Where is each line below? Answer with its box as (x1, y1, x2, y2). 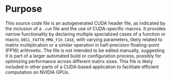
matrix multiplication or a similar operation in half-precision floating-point (5, 42, 160, 48)
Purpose (5, 3, 42, 15)
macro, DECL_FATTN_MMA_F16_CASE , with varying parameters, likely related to (5, 36, 163, 43)
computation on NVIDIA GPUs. (5, 69, 70, 75)
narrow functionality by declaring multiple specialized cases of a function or (5, 31, 166, 37)
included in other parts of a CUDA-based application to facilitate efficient (5, 64, 159, 70)
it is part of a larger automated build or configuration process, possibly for (5, 52, 161, 59)
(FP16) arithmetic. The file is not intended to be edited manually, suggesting (5, 47, 165, 53)
